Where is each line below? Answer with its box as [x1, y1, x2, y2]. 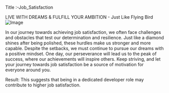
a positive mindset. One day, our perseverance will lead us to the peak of [5, 51, 157, 57]
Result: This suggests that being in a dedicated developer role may [5, 77, 144, 82]
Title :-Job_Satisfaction [5, 5, 53, 10]
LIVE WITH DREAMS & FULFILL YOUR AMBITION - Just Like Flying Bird [5, 14, 153, 20]
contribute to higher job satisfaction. [5, 82, 81, 88]
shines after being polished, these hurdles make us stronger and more [5, 40, 151, 46]
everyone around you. [5, 67, 51, 73]
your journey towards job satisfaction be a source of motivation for [5, 62, 144, 67]
